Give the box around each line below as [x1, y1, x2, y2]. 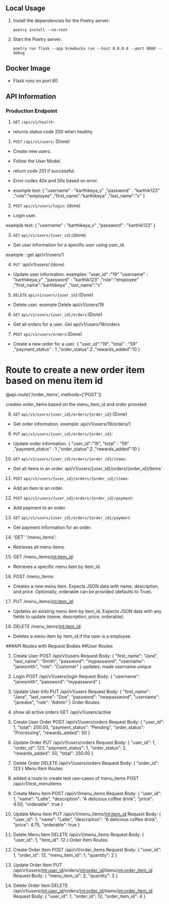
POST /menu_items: [13, 573, 54, 580]
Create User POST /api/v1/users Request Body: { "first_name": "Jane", [13, 653, 158, 659]
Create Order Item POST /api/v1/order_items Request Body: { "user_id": [13, 847, 161, 853]
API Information [6, 92, 57, 101]
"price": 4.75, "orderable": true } [13, 822, 80, 828]
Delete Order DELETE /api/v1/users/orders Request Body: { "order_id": [13, 760, 159, 766]
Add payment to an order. [13, 505, 67, 511]
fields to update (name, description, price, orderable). [13, 613, 125, 620]
